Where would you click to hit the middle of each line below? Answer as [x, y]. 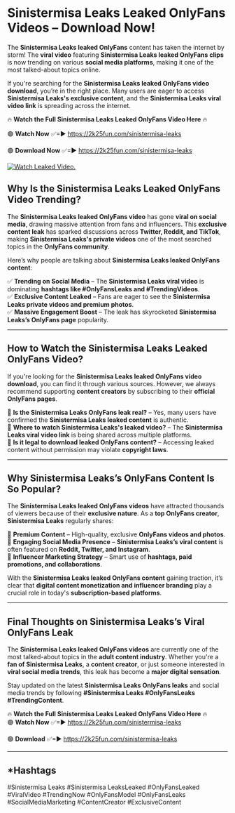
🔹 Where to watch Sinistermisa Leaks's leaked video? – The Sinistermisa [115, 427]
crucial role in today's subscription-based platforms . [85, 593]
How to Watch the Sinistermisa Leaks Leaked [107, 349]
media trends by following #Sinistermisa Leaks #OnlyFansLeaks [101, 693]
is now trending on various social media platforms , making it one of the [111, 62]
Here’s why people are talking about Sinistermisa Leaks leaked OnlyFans [114, 260]
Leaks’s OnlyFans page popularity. [58, 319]
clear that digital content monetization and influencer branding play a [109, 586]
